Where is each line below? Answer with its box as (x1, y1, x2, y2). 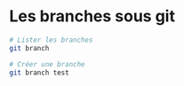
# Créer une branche (9, 59, 86, 68)
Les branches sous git (9, 6, 176, 27)
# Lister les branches (9, 35, 93, 44)
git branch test (9, 68, 69, 77)
